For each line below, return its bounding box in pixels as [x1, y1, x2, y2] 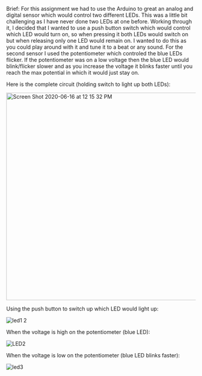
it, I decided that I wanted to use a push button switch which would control [6, 24, 191, 31]
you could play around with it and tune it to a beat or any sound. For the [6, 43, 183, 51]
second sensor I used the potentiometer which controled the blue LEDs [6, 50, 183, 57]
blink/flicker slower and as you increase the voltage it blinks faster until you [6, 63, 193, 70]
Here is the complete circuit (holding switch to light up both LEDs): [6, 81, 171, 88]
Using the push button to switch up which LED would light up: [6, 305, 159, 312]
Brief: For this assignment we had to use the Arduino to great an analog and [6, 5, 194, 12]
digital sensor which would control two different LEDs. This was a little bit [6, 11, 188, 19]
